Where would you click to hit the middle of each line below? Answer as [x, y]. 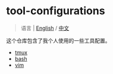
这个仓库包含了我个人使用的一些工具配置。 [58, 40]
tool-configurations [56, 11]
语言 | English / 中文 [45, 28]
